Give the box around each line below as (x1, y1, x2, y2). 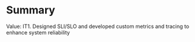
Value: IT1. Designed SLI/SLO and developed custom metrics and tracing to (6, 23, 190, 30)
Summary (6, 3, 55, 17)
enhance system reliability (6, 29, 70, 36)
